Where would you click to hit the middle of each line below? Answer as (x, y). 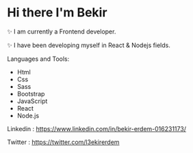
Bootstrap (31, 94)
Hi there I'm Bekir (57, 13)
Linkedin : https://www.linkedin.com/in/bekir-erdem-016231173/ (97, 128)
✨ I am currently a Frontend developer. (62, 31)
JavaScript (32, 101)
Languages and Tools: (38, 59)
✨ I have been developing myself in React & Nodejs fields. (89, 45)
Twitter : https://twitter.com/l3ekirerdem (63, 142)
